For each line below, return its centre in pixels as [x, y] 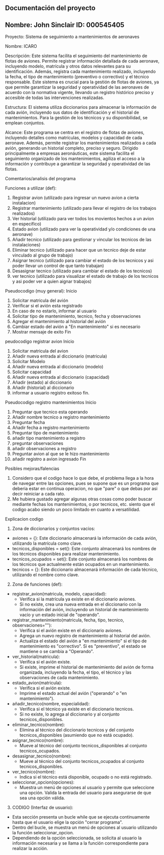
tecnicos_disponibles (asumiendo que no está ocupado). [76, 735]
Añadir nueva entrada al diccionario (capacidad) [61, 377]
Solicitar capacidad [32, 372]
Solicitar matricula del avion [40, 351]
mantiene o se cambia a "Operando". [57, 652]
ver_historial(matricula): [36, 657]
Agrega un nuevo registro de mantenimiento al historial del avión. [85, 636]
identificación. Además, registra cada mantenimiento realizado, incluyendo [80, 71]
